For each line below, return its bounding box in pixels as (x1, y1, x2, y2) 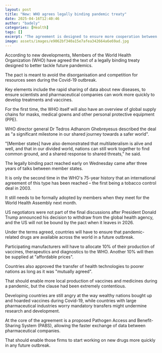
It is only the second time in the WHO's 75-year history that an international (5, 175, 156, 180)
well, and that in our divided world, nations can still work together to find (5, 145, 150, 151)
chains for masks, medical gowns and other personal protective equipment (5, 111, 155, 117)
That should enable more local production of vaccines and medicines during (5, 278, 158, 283)
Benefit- (137, 317, 154, 323)
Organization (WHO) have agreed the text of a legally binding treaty (5, 57, 140, 63)
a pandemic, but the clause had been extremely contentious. (5, 283, 126, 289)
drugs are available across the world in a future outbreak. (20, 234, 135, 240)
